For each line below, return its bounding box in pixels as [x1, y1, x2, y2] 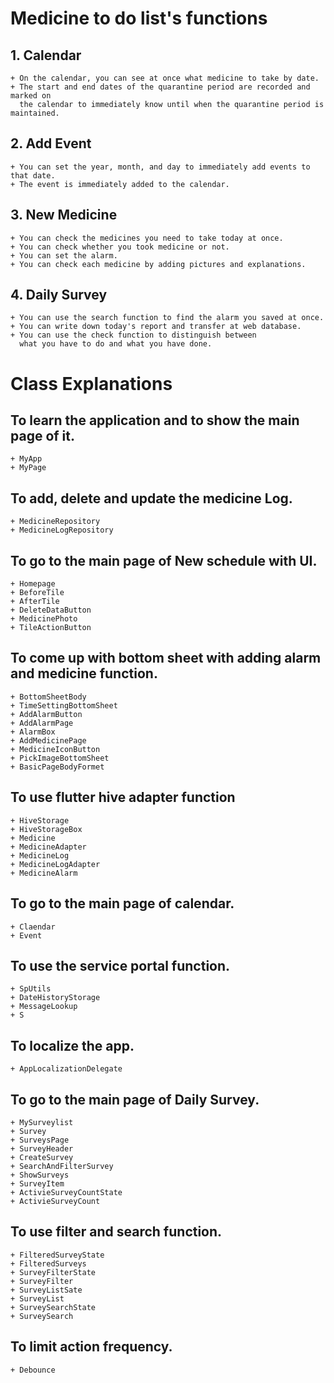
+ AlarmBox [10, 727, 56, 737]
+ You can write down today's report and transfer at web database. [10, 322, 302, 332]
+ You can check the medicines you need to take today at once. [10, 233, 284, 243]
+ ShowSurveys [10, 1170, 70, 1180]
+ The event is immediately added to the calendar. [10, 179, 230, 189]
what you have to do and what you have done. [19, 339, 213, 349]
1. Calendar [10, 47, 82, 64]
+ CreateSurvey [10, 1152, 74, 1162]
